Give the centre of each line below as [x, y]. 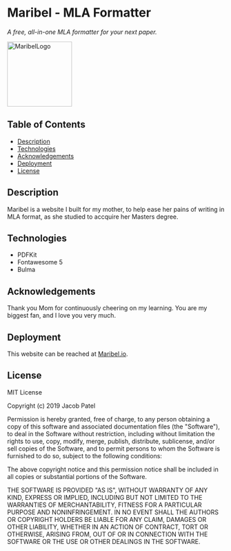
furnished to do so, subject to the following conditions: [84, 455]
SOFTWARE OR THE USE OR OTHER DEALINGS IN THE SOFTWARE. [104, 541]
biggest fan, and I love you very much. [61, 316]
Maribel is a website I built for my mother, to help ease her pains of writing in [116, 209]
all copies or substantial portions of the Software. [77, 476]
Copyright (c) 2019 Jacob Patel [51, 406]
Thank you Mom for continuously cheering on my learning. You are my [107, 308]
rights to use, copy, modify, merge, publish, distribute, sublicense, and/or [111, 441]
